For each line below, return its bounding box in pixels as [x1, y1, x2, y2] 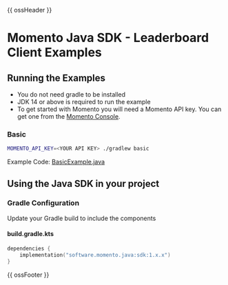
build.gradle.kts [7, 230, 54, 238]
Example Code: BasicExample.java [7, 158, 105, 166]
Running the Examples [7, 72, 105, 83]
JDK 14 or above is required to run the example [17, 98, 151, 106]
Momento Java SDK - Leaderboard [7, 30, 209, 46]
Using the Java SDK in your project [7, 177, 160, 189]
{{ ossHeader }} [7, 6, 52, 14]
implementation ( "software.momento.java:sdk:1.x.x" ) [19, 251, 171, 258]
